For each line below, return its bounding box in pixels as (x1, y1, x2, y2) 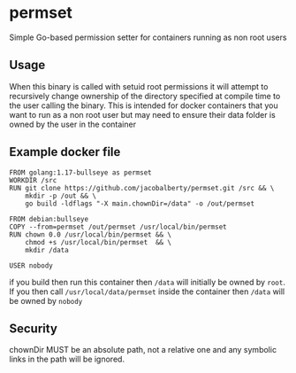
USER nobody (9, 260, 53, 270)
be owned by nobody (9, 295, 83, 306)
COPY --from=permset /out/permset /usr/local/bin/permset (9, 222, 227, 231)
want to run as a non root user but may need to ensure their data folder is (9, 109, 276, 120)
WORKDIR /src (9, 175, 57, 184)
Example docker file (9, 144, 121, 159)
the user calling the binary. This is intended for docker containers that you (9, 100, 278, 111)
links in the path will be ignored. (9, 354, 125, 365)
